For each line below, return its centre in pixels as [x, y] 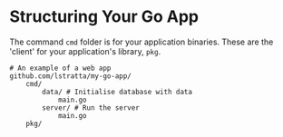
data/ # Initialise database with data [117, 92]
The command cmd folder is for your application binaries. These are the [141, 42]
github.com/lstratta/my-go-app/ [70, 76]
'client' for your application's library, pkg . [85, 51]
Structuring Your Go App [104, 17]
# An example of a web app [60, 68]
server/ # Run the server [91, 108]
